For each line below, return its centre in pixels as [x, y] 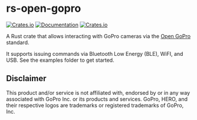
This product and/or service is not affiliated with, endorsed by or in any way [98, 92]
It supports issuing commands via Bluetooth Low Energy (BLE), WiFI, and [95, 54]
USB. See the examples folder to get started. [60, 60]
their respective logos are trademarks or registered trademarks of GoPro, [95, 105]
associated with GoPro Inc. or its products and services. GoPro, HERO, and [97, 99]
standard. [18, 42]
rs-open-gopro [44, 9]
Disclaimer [26, 79]
